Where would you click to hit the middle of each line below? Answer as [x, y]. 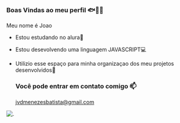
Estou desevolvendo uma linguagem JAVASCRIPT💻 [81, 50]
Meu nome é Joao [29, 26]
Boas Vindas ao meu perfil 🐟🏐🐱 [55, 10]
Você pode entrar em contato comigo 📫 [76, 86]
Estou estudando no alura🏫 [49, 37]
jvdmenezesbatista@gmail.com [55, 102]
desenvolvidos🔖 [36, 70]
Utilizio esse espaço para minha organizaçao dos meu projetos [95, 64]
